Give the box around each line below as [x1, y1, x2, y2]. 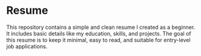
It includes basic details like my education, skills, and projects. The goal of [6, 30, 192, 37]
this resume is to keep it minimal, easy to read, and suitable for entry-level [6, 36, 191, 43]
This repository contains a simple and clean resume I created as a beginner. [6, 23, 196, 31]
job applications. [6, 43, 48, 50]
